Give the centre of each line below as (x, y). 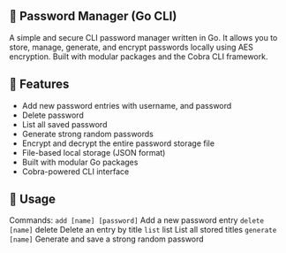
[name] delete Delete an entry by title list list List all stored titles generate (143, 230)
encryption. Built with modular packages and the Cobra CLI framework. (139, 56)
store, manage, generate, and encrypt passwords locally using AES (132, 47)
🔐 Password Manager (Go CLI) (93, 16)
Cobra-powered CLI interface (75, 171)
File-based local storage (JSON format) (94, 152)
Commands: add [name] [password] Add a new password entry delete (137, 220)
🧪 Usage (32, 199)
